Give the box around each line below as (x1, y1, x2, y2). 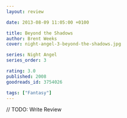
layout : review (6, 8, 44, 15)
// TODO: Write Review (6, 106, 62, 113)
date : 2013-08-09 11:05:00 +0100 (6, 19, 89, 25)
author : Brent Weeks (6, 36, 58, 42)
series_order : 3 (6, 58, 47, 63)
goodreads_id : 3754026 (6, 79, 63, 85)
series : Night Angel (6, 52, 58, 58)
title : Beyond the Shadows (6, 30, 73, 36)
